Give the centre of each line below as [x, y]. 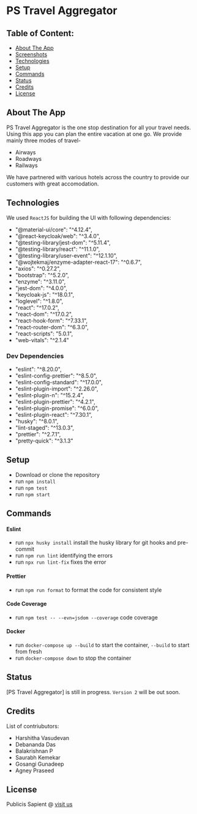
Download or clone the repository [57, 474]
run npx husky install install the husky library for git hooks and [95, 543]
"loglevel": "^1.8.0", [39, 301]
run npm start [32, 494]
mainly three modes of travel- [44, 140]
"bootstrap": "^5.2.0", [42, 275]
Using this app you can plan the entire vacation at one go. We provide [94, 134]
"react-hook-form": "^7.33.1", [51, 320]
